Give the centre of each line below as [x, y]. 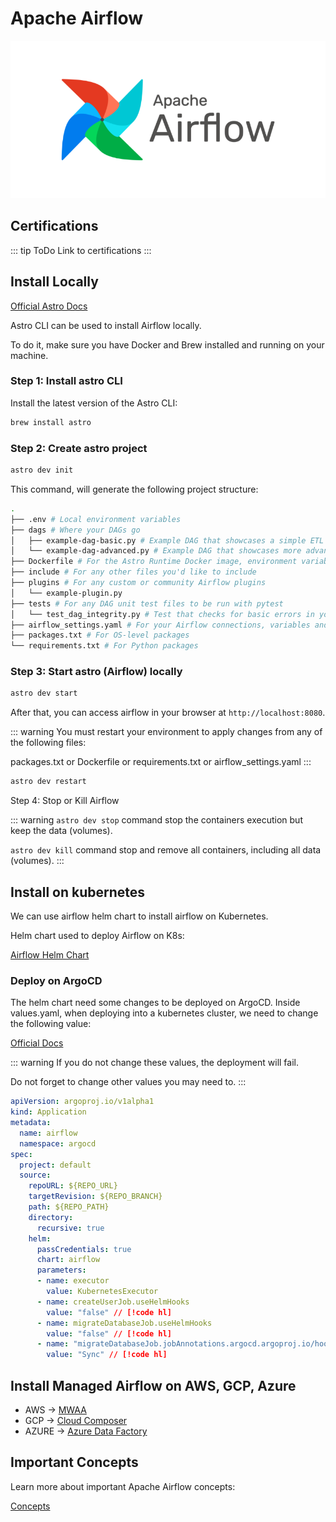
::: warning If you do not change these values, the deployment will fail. [154, 1063]
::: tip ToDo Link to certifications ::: [81, 250]
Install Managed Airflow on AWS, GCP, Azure [153, 1385]
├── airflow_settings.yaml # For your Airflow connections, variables [160, 625]
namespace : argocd [58, 1143]
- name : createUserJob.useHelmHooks [113, 1302]
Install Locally [54, 282]
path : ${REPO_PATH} [69, 1207]
